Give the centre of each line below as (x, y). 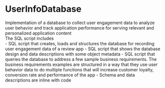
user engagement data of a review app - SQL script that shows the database (83, 49)
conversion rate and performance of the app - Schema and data (70, 75)
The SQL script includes (30, 38)
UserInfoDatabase (43, 9)
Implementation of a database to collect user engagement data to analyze (80, 23)
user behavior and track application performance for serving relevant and (80, 28)
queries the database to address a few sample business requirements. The (81, 59)
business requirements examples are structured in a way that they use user (82, 64)
